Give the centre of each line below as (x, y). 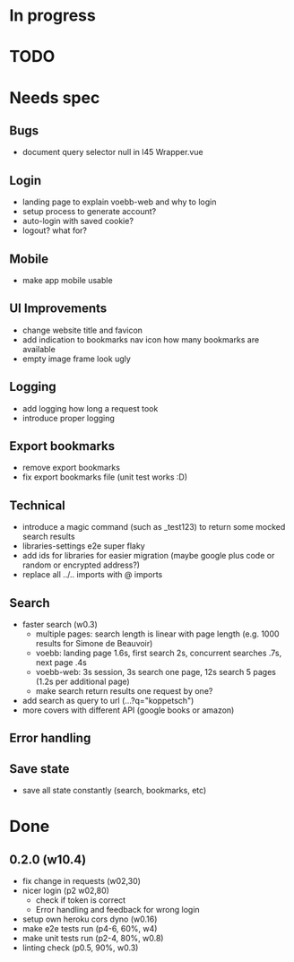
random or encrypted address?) (81, 565)
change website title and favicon (82, 330)
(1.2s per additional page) (82, 681)
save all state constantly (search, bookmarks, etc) (114, 791)
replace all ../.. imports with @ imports (92, 575)
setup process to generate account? (89, 212)
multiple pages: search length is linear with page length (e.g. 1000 (157, 634)
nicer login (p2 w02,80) (66, 891)
